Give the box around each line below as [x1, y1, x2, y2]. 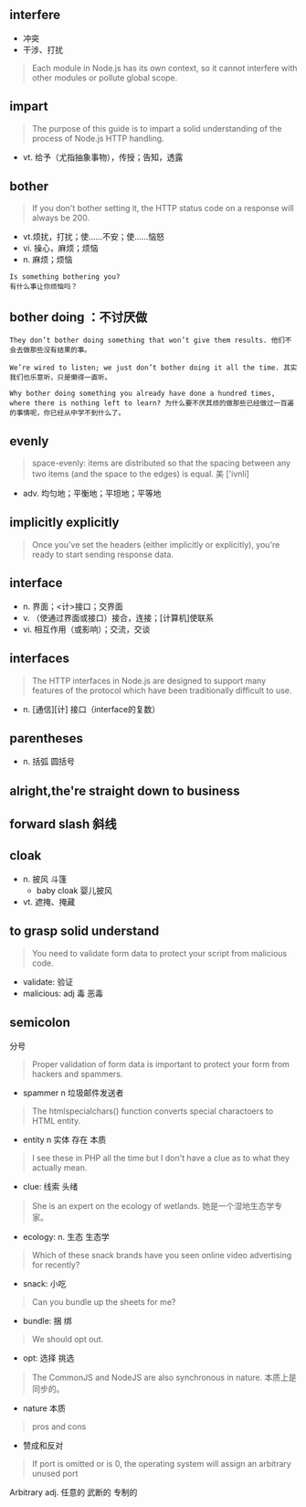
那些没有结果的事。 [29, 346, 91, 355]
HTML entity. [31, 1115, 81, 1126]
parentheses [9, 731, 84, 746]
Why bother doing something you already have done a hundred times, [9, 389, 276, 399]
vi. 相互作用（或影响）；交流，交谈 [22, 624, 151, 635]
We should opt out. [31, 1333, 103, 1344]
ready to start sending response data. [31, 549, 174, 560]
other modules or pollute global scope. [31, 72, 178, 83]
